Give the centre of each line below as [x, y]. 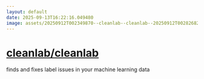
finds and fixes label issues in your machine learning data [78, 69]
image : [15, 23]
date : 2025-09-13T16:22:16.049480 [50, 17]
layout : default [27, 12]
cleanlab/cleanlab [53, 53]
